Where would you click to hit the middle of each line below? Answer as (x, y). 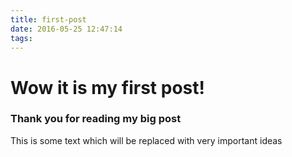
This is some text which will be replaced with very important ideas (146, 140)
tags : (21, 38)
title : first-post (48, 19)
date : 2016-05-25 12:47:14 (66, 29)
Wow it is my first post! (107, 87)
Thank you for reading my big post (96, 119)
